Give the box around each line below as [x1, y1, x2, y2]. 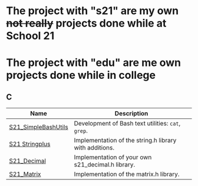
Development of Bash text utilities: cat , [74, 119, 181, 128]
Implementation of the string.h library [74, 137, 177, 145]
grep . [74, 127, 88, 135]
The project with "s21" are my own [6, 4, 179, 18]
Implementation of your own [74, 153, 152, 161]
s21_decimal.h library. [74, 161, 136, 169]
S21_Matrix [9, 170, 41, 178]
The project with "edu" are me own [6, 56, 181, 69]
